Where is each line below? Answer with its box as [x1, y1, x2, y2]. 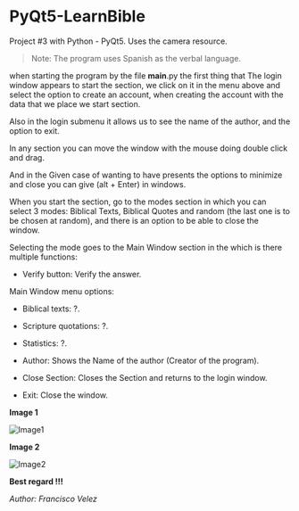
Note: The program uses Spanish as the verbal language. [30, 53, 241, 63]
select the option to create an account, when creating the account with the [9, 89, 284, 100]
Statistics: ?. [21, 337, 68, 349]
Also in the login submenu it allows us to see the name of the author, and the [9, 116, 291, 127]
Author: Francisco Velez [9, 493, 98, 504]
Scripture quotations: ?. [21, 320, 109, 331]
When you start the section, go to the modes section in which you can [9, 196, 267, 207]
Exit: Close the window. [21, 390, 109, 400]
